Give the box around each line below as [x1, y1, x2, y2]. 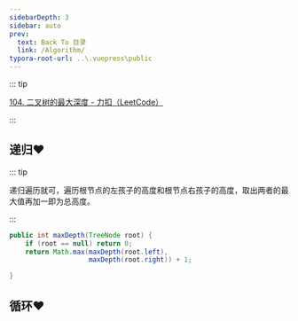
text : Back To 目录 [17, 37, 87, 47]
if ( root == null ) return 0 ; [25, 239, 133, 248]
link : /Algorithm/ [17, 46, 86, 55]
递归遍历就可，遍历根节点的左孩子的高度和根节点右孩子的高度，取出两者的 [9, 184, 281, 195]
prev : [9, 29, 29, 38]
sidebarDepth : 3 [9, 12, 69, 22]
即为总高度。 [47, 196, 95, 207]
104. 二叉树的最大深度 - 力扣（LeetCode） [9, 97, 164, 107]
